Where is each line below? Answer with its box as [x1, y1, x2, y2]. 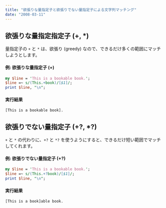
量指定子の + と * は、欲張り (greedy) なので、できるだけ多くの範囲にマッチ [5, 46, 161, 52]
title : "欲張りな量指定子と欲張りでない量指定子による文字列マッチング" [5, 7, 137, 12]
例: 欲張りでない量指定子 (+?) [5, 155, 66, 161]
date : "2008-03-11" [5, 12, 46, 17]
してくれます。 [5, 143, 35, 149]
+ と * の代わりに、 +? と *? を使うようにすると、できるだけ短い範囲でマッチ [5, 137, 161, 143]
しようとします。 [5, 52, 40, 58]
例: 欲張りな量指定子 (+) [5, 64, 55, 70]
